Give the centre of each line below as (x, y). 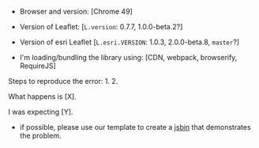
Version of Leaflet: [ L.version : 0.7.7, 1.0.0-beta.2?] (101, 27)
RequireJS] (38, 66)
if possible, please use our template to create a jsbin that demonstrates (135, 127)
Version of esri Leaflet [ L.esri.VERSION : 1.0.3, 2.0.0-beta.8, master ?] (129, 42)
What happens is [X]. (43, 97)
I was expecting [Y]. (41, 112)
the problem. (40, 135)
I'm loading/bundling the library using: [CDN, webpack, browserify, (128, 57)
